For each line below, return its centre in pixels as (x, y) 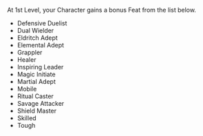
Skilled (26, 118)
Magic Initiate (36, 74)
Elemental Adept (40, 45)
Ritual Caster (35, 96)
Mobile (27, 89)
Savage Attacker (41, 103)
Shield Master (37, 111)
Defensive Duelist (42, 23)
